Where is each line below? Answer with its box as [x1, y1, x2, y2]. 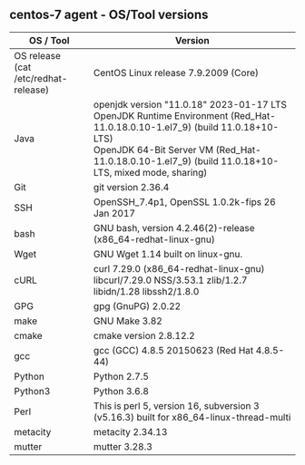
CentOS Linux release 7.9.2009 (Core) [93, 66, 259, 79]
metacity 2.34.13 [93, 425, 168, 438]
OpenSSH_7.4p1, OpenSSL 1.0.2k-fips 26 [93, 195, 277, 208]
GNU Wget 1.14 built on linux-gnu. [93, 247, 243, 260]
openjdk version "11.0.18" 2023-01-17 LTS [93, 98, 288, 111]
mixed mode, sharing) [113, 166, 208, 179]
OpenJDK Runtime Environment [93, 109, 229, 121]
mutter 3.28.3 [93, 440, 152, 452]
